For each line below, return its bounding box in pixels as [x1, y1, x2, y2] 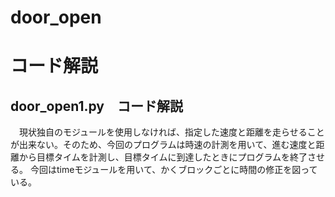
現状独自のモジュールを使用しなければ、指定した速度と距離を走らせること [18, 126, 325, 138]
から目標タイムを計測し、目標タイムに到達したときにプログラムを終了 [18, 151, 308, 163]
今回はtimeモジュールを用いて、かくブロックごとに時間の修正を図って [29, 164, 318, 176]
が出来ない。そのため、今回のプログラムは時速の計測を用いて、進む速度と [10, 139, 317, 151]
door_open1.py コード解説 [10, 97, 183, 115]
